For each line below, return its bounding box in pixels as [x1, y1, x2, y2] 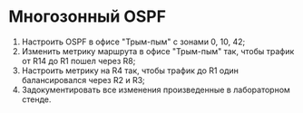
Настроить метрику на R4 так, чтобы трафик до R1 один [21, 65, 239, 76]
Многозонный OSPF [8, 6, 167, 27]
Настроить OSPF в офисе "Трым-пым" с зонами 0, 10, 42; [21, 36, 246, 47]
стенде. [21, 93, 52, 105]
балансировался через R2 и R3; [21, 74, 146, 85]
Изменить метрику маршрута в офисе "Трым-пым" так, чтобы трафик [21, 45, 295, 56]
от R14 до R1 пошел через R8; [21, 55, 136, 66]
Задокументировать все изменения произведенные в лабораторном [21, 84, 291, 95]
